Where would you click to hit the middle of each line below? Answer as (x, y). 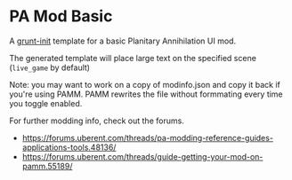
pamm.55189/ (47, 166)
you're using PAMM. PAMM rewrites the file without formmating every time (146, 94)
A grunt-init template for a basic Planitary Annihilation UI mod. (123, 41)
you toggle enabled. (46, 103)
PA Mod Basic (61, 16)
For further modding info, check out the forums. (97, 121)
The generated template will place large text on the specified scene (133, 58)
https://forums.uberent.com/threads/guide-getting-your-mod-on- (142, 156)
